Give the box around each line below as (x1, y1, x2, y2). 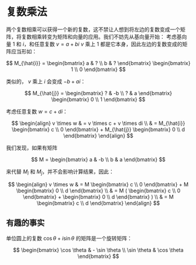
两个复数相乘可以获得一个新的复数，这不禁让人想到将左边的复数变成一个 (6, 26, 180, 33)
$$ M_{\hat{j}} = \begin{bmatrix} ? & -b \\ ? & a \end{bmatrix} (24, 89, 173, 97)
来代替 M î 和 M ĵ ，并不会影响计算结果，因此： (6, 168, 114, 176)
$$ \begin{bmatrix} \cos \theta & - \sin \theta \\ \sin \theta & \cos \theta (13, 246, 184, 253)
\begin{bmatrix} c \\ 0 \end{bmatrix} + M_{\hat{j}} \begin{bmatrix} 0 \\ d (11, 125, 185, 132)
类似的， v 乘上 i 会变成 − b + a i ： (6, 77, 86, 85)
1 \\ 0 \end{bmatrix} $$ (71, 66, 126, 73)
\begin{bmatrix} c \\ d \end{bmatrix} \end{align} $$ (36, 199, 160, 206)
